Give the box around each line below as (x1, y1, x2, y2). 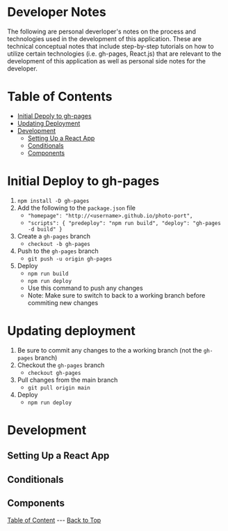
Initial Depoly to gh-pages (17, 111, 92, 120)
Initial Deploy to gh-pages (7, 174, 160, 189)
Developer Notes (7, 4, 106, 20)
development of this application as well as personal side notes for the (7, 56, 206, 65)
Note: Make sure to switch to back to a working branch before (27, 291, 206, 300)
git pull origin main (27, 384, 90, 391)
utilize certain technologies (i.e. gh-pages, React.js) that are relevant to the (7, 49, 222, 58)
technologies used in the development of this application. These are (7, 34, 202, 43)
